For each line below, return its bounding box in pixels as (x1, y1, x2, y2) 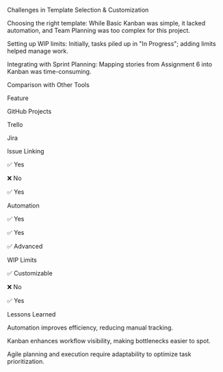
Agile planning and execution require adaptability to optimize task (7, 350, 192, 358)
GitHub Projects (7, 108, 52, 115)
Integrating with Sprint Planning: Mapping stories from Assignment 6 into (7, 60, 213, 68)
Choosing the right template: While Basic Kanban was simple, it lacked (7, 19, 206, 27)
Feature (7, 94, 29, 102)
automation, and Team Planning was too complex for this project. (7, 27, 190, 34)
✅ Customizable (7, 269, 53, 277)
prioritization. (7, 358, 44, 365)
